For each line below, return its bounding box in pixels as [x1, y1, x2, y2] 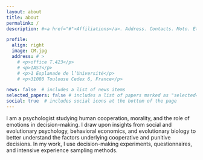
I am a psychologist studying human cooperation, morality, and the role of [6, 114, 190, 121]
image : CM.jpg [11, 48, 47, 54]
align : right [11, 42, 45, 48]
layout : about [6, 8, 42, 15]
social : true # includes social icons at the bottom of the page [6, 98, 177, 104]
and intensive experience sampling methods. [6, 146, 118, 154]
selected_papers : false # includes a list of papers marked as [6, 92, 169, 98]
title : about [6, 14, 39, 21]
